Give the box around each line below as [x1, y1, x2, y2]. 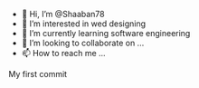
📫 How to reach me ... [21, 48, 106, 58]
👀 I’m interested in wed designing [21, 18, 147, 29]
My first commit [8, 69, 68, 79]
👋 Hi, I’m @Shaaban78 [21, 9, 105, 19]
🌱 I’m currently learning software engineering [21, 28, 191, 38]
